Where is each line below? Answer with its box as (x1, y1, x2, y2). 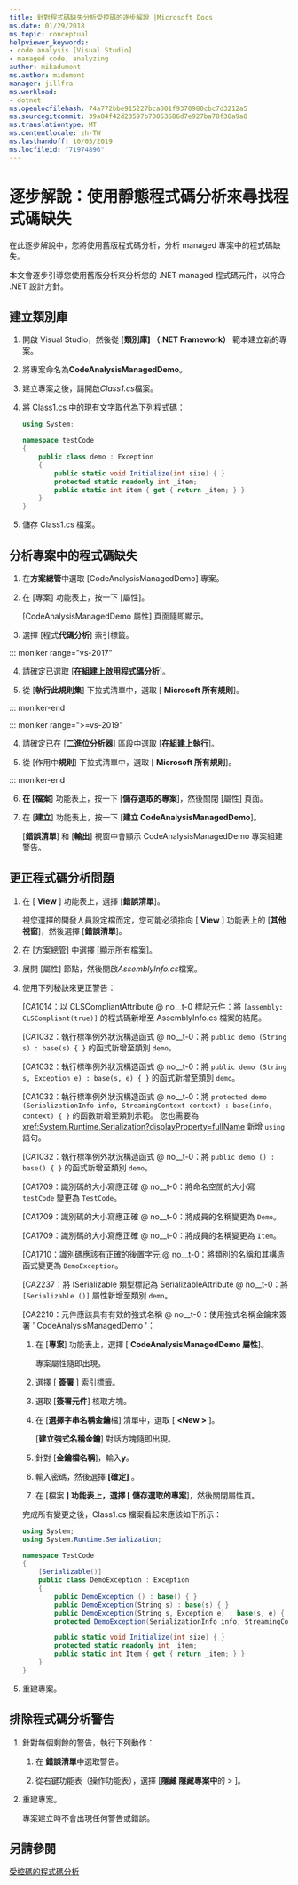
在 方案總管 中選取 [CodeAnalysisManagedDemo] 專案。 (21, 572, 224, 583)
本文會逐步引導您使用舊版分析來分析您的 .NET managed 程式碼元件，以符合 (9, 269, 286, 280)
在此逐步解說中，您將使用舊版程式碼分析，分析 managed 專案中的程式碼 (9, 239, 273, 250)
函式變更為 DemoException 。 (21, 1259, 123, 1271)
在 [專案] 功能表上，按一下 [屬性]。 (21, 592, 150, 603)
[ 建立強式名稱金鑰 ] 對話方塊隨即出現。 (35, 1433, 176, 1444)
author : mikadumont (9, 63, 82, 72)
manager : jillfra (9, 79, 74, 88)
